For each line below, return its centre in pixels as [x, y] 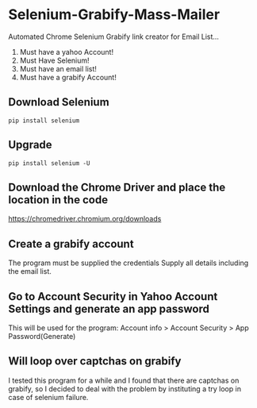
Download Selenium [59, 102]
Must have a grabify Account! [68, 77]
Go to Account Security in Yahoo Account [113, 296]
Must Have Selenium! [54, 60]
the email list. [30, 271]
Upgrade [31, 145]
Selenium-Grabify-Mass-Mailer [114, 15]
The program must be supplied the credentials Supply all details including [128, 263]
